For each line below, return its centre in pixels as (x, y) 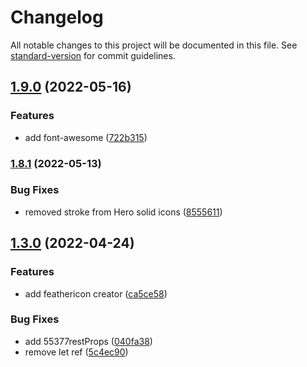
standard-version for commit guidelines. (93, 55)
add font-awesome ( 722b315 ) (86, 137)
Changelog (57, 17)
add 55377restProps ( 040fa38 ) (88, 341)
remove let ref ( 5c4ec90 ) (76, 352)
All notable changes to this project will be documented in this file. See (154, 45)
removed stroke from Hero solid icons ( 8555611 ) (123, 212)
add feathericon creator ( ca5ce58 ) (96, 293)
